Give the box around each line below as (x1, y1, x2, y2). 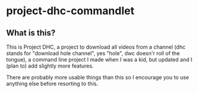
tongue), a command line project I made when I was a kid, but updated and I (6, 56, 193, 63)
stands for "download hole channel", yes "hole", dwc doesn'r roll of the (6, 50, 180, 57)
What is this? (6, 28, 56, 38)
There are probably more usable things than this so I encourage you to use (6, 74, 189, 81)
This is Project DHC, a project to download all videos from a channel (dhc (6, 43, 186, 50)
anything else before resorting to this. (6, 80, 98, 87)
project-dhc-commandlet (6, 4, 135, 18)
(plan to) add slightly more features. (6, 62, 94, 69)
